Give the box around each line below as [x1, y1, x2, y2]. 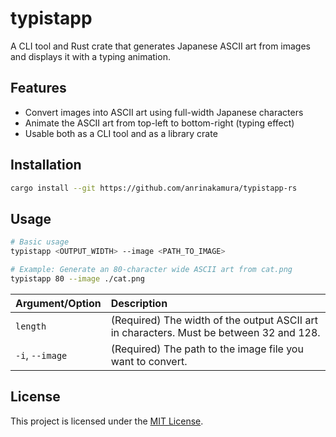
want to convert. [110, 354, 188, 368]
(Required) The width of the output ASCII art [110, 313, 318, 327]
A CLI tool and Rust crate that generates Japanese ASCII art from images [10, 40, 311, 52]
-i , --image [15, 348, 68, 362]
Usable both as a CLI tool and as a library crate [24, 127, 218, 139]
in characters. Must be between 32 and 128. [110, 325, 321, 339]
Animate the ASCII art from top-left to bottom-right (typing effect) [24, 117, 295, 129]
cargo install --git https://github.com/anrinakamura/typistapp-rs [10, 183, 298, 193]
